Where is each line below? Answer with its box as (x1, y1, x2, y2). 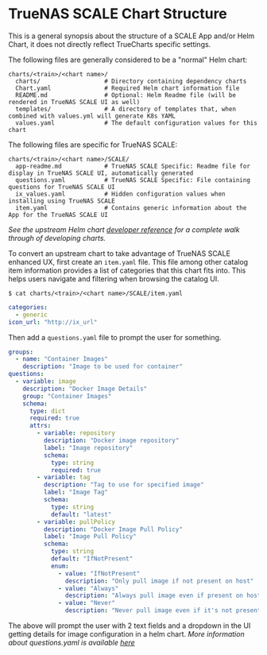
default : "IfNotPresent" (50, 555, 133, 563)
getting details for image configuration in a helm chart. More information (8, 630, 245, 639)
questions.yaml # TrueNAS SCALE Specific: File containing (15, 176, 250, 184)
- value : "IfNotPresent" (58, 569, 141, 577)
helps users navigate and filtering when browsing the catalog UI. (8, 273, 220, 283)
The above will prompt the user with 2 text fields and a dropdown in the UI (8, 621, 251, 630)
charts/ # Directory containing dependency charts (15, 77, 247, 85)
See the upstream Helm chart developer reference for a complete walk (8, 224, 240, 234)
